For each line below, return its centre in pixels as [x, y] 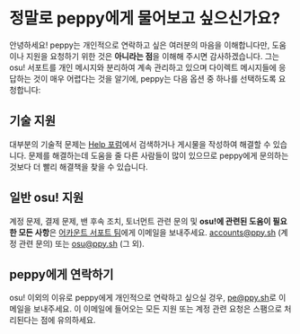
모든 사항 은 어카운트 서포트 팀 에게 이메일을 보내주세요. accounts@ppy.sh [147, 232]
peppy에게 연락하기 [62, 274]
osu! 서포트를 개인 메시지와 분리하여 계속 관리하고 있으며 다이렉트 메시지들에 [143, 67]
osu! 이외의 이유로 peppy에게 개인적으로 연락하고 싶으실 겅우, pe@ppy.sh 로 [143, 298]
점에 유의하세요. [68, 321]
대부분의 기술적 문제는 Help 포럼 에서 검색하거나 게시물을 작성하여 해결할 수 [140, 144]
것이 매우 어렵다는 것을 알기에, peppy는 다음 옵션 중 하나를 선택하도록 [154, 78]
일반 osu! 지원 [47, 198]
